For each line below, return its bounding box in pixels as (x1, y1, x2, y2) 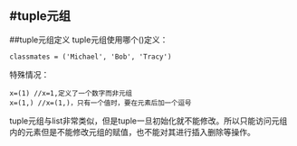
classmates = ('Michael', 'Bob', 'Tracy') (9, 52, 172, 61)
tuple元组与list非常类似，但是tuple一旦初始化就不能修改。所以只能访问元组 (9, 115, 288, 126)
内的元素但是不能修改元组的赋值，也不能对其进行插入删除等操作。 (9, 126, 255, 137)
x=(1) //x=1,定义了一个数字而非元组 (9, 88, 133, 97)
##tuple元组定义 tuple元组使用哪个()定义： (9, 34, 168, 45)
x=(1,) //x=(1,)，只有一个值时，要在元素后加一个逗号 (9, 98, 192, 107)
